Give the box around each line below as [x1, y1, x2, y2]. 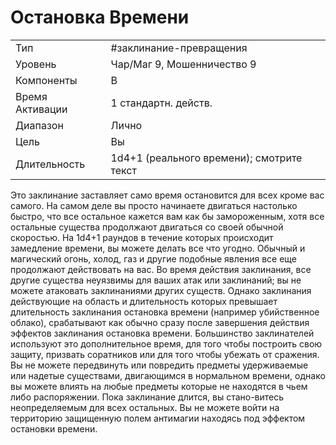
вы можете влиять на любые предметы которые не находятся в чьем [10, 380, 308, 392]
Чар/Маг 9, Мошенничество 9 [110, 57, 257, 71]
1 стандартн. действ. [110, 96, 213, 110]
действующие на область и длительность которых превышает [10, 295, 278, 307]
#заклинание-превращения [110, 41, 248, 55]
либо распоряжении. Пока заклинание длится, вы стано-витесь [10, 391, 285, 403]
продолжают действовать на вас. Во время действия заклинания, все [10, 263, 312, 275]
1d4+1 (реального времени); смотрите [110, 151, 303, 165]
